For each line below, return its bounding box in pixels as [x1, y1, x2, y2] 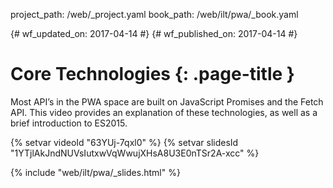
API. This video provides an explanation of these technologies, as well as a [10, 106, 318, 118]
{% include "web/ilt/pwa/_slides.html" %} [10, 166, 181, 178]
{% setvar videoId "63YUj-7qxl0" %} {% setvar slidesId [10, 136, 239, 148]
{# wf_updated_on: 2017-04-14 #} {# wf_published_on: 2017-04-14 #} [10, 28, 298, 39]
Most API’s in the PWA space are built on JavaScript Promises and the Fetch [10, 95, 324, 108]
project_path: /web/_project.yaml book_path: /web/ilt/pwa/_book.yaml [10, 9, 299, 20]
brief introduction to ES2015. [10, 117, 128, 129]
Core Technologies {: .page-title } [10, 63, 295, 86]
